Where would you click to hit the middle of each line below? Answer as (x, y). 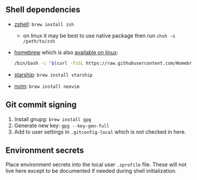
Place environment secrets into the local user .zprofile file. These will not (96, 165)
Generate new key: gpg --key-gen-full (62, 125)
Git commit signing (41, 105)
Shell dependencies (43, 10)
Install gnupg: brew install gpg (53, 119)
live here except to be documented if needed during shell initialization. (91, 171)
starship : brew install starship (53, 74)
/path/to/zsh (39, 41)
